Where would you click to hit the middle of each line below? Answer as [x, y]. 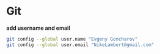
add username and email [38, 28]
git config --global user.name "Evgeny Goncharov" [72, 39]
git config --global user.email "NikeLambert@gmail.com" [80, 45]
